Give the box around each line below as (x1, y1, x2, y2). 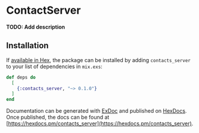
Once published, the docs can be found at (6, 114, 110, 121)
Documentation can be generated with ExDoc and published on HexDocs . (6, 107, 187, 115)
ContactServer (6, 4, 81, 17)
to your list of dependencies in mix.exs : (6, 63, 102, 70)
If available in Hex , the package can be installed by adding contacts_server (6, 56, 191, 63)
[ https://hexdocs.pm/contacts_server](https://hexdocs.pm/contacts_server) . (6, 120, 194, 127)
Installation (6, 41, 49, 51)
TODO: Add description (6, 23, 66, 30)
